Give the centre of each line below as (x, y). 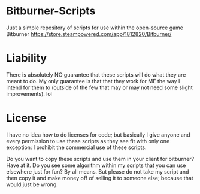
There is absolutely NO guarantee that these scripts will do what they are (96, 75)
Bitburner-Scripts (51, 11)
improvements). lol (29, 93)
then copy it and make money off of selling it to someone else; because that (100, 178)
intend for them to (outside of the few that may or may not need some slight (99, 87)
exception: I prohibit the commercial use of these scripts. (76, 147)
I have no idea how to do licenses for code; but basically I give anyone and (98, 134)
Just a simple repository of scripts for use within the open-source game (95, 28)
